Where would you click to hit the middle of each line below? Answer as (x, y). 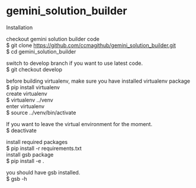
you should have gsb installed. (43, 172)
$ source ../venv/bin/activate (41, 112)
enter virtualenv (25, 106)
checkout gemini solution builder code (53, 39)
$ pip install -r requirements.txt (44, 148)
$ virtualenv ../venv (30, 100)
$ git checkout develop (34, 69)
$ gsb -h (17, 178)
